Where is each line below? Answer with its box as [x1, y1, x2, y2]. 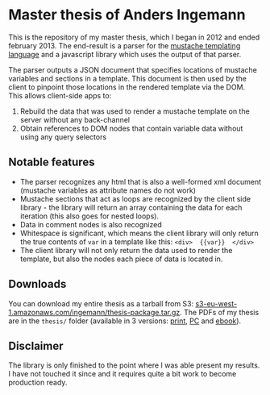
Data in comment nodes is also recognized [19, 219, 163, 229]
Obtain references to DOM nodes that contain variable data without [19, 123, 243, 133]
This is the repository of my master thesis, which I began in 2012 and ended [8, 32, 260, 42]
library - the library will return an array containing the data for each [19, 202, 243, 212]
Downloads [8, 277, 67, 291]
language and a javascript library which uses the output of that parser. [8, 49, 242, 59]
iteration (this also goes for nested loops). [19, 211, 160, 221]
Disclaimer [8, 339, 64, 352]
